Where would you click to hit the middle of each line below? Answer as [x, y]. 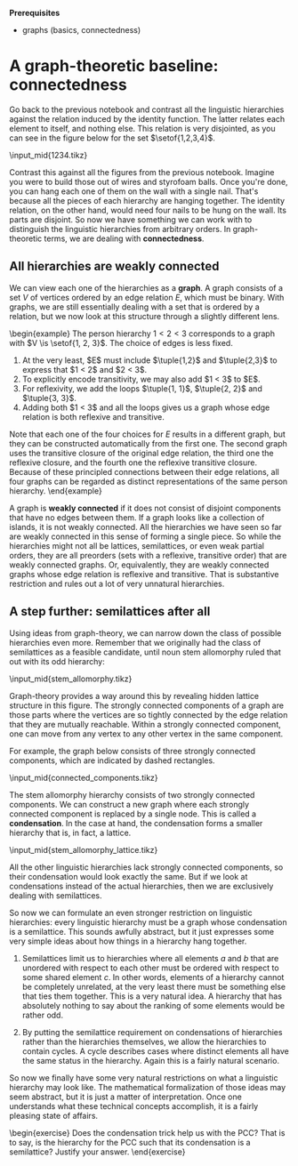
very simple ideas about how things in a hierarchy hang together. [128, 941]
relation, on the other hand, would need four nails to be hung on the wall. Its [148, 210]
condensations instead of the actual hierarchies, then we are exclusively [141, 886]
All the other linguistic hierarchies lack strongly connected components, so [146, 867]
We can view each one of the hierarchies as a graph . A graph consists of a [146, 287]
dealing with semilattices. [56, 895]
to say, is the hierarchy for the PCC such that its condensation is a [130, 1142]
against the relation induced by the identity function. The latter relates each [147, 118]
